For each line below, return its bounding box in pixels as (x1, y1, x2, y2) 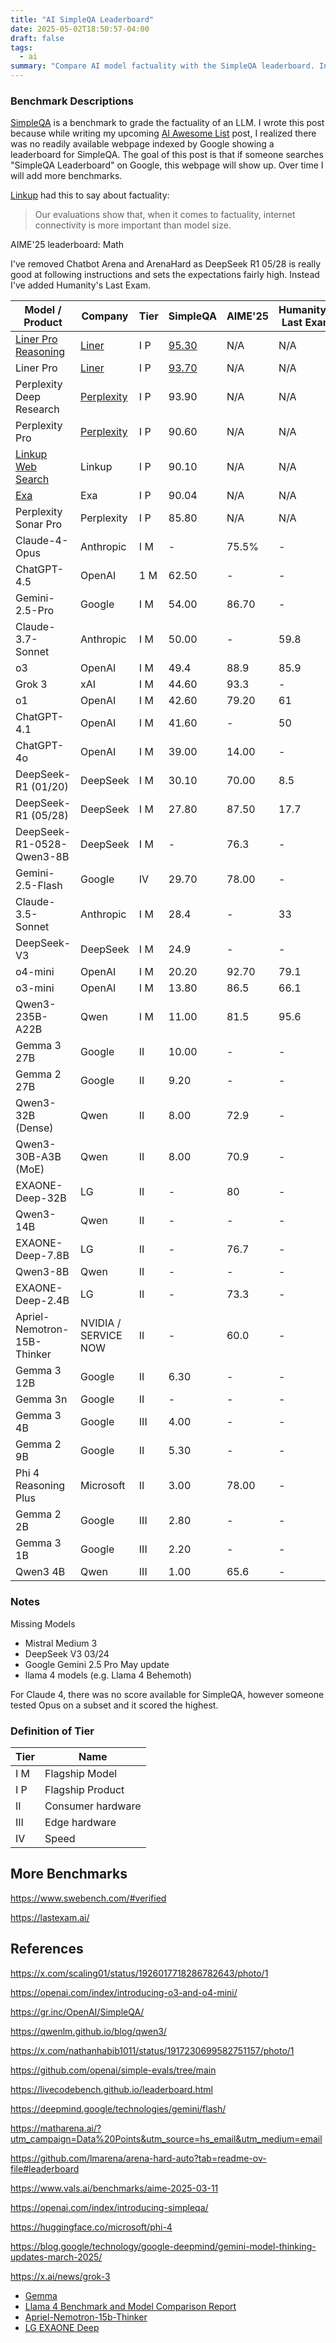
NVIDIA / (80, 1316, 122, 1330)
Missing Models (10, 1617, 76, 1630)
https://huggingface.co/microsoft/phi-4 (10, 2221, 173, 2233)
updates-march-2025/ (10, 2251, 103, 2263)
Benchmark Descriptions (10, 94, 134, 108)
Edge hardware (44, 1815, 117, 1829)
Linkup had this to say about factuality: (10, 189, 170, 201)
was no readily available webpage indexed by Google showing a (10, 138, 275, 150)
